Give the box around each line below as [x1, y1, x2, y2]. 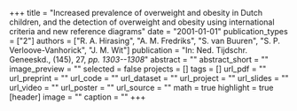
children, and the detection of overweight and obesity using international [9, 17, 275, 27]
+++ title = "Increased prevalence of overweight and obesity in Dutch [9, 8, 263, 18]
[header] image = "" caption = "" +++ [9, 92, 146, 102]
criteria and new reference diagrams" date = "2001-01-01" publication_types [9, 26, 288, 36]
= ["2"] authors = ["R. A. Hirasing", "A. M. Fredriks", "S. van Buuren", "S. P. [9, 35, 281, 46]
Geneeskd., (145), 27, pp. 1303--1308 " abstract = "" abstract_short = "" [9, 55, 269, 64]
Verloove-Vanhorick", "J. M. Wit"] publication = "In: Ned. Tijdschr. [9, 45, 248, 55]
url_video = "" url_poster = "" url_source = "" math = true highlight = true [9, 83, 274, 92]
